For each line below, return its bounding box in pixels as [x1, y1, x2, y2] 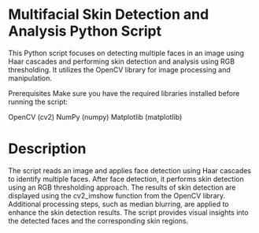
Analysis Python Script [8, 22, 162, 40]
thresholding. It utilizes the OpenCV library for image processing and [8, 65, 231, 74]
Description [8, 140, 87, 158]
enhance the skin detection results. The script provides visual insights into [8, 207, 250, 217]
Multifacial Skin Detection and [8, 6, 209, 24]
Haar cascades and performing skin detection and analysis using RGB [8, 57, 235, 66]
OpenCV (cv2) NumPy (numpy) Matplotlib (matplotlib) [8, 112, 183, 121]
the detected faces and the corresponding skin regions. [8, 216, 189, 225]
